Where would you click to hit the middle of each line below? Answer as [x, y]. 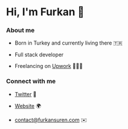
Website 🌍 [28, 106]
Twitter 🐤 [26, 94]
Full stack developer [39, 55]
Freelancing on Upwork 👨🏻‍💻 [49, 66]
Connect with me [31, 82]
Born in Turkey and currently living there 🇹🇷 [68, 43]
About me [21, 30]
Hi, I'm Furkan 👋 [45, 12]
